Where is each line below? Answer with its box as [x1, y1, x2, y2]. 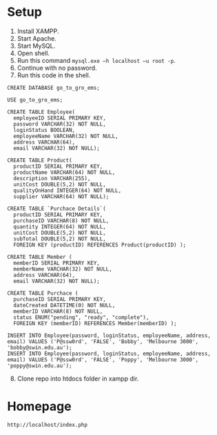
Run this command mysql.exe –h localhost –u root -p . [17, 56, 176, 64]
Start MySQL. [17, 41, 56, 50]
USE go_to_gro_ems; [7, 96, 63, 104]
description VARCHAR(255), [13, 175, 91, 182]
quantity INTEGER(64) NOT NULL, [13, 223, 107, 230]
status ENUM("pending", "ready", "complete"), [13, 313, 149, 321]
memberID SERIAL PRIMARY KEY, [13, 260, 100, 267]
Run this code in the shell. [17, 70, 91, 79]
